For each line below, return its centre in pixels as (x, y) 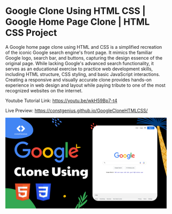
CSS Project (31, 33)
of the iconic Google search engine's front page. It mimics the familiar (79, 52)
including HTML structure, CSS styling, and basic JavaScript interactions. (83, 74)
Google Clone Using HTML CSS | (76, 11)
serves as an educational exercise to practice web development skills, (79, 69)
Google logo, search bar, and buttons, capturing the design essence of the (84, 58)
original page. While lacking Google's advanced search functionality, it (80, 63)
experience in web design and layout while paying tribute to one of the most (85, 85)
